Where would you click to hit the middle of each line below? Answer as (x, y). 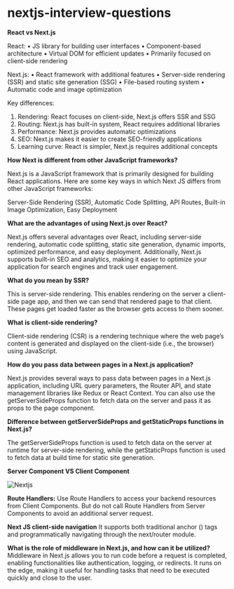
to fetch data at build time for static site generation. (81, 457)
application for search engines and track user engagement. (93, 266)
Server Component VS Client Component (68, 471)
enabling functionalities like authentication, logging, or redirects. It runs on (115, 562)
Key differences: (31, 102)
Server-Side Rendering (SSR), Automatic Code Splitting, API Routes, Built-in (116, 202)
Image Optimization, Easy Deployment (62, 209)
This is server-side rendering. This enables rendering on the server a (106, 293)
